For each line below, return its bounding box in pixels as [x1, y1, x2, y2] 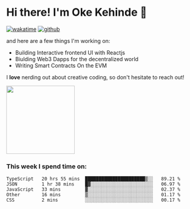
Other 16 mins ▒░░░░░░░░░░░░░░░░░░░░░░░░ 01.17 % [6, 192, 181, 198]
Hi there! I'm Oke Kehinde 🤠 [6, 5, 148, 19]
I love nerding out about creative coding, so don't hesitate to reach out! [6, 73, 185, 81]
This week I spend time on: [6, 162, 87, 170]
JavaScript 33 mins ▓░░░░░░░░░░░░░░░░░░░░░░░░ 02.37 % [6, 187, 181, 193]
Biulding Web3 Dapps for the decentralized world [15, 55, 138, 62]
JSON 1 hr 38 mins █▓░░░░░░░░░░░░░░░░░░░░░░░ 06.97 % [6, 181, 181, 187]
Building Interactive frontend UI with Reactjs [15, 48, 126, 56]
